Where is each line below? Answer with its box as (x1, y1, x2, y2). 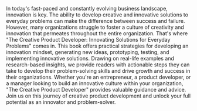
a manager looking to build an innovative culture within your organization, (6, 80, 184, 87)
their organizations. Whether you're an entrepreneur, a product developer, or (6, 73, 191, 80)
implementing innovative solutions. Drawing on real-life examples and (6, 55, 175, 62)
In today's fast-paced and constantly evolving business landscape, (6, 5, 168, 12)
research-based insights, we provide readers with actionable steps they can (6, 61, 190, 68)
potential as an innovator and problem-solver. (6, 99, 116, 105)
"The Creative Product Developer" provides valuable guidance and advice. (6, 86, 186, 93)
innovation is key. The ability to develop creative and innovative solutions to (6, 11, 189, 18)
